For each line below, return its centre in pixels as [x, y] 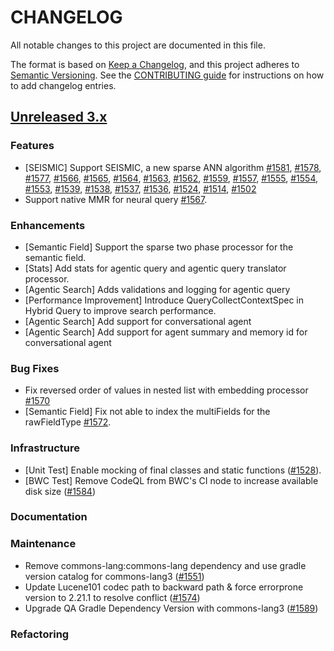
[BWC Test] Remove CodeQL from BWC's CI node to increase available [171, 480]
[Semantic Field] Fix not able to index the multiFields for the [147, 412]
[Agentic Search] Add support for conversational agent [138, 321]
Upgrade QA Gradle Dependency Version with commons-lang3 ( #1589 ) [171, 608]
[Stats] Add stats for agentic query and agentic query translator [155, 268]
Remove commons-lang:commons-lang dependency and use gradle [165, 565]
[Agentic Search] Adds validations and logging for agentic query [157, 289]
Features [32, 146]
